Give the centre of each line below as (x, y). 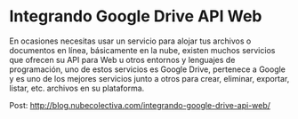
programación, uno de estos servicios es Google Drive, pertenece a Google (148, 69)
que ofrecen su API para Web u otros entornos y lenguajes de (122, 59)
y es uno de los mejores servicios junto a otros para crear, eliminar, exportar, (149, 78)
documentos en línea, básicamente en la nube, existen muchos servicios (142, 50)
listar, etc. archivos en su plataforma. (77, 88)
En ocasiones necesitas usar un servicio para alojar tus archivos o (130, 41)
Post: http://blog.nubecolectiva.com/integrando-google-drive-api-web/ (140, 105)
